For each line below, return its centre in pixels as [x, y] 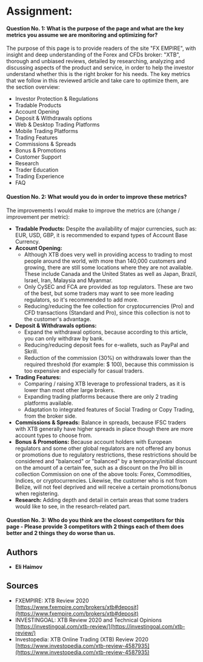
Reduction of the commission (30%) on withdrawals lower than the [108, 357]
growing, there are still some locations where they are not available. [108, 267]
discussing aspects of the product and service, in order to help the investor [100, 67]
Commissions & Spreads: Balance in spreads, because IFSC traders [101, 422]
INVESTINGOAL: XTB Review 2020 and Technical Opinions [88, 620]
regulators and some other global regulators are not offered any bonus [103, 448]
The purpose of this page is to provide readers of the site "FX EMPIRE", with [101, 48]
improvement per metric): [38, 216]
